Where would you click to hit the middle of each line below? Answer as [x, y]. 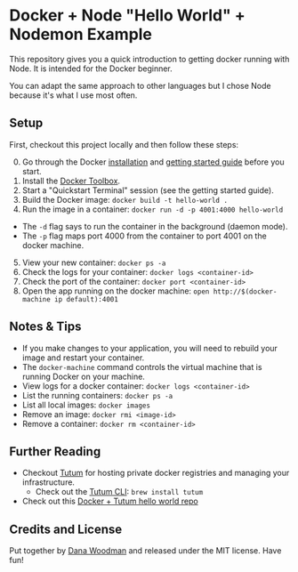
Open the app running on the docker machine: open [116, 291]
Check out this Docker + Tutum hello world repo [110, 501]
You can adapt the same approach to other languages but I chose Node [140, 85]
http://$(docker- [245, 291]
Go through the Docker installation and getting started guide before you [153, 162]
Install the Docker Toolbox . [71, 181]
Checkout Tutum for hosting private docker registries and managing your [156, 473]
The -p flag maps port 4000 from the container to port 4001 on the [144, 236]
